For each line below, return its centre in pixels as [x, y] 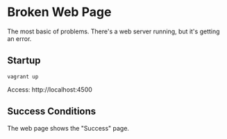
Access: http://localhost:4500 [50, 89]
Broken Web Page [59, 12]
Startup [24, 61]
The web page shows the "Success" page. [68, 128]
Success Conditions [52, 112]
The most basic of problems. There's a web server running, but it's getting [113, 31]
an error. [19, 38]
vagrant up [23, 76]
